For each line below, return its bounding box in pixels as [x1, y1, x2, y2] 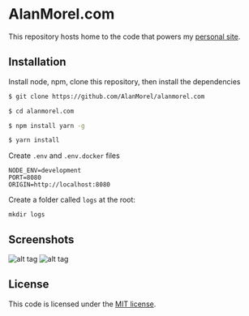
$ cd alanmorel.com [8, 107, 75, 115]
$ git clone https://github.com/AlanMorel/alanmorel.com [8, 92, 205, 100]
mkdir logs [8, 211, 45, 219]
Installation [8, 55, 67, 69]
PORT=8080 [8, 173, 42, 182]
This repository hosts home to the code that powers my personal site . [8, 32, 241, 41]
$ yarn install [8, 136, 60, 144]
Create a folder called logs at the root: [8, 195, 136, 205]
